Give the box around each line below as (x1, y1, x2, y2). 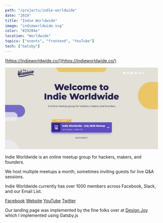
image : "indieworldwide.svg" (5, 23, 64, 28)
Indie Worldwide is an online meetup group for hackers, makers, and (5, 154, 142, 160)
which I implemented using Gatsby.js (5, 212, 79, 218)
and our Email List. (5, 188, 42, 194)
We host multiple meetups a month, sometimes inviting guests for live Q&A (5, 168, 154, 174)
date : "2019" (5, 13, 32, 18)
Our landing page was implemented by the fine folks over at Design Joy (5, 207, 148, 213)
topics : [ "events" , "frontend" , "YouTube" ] (5, 39, 95, 44)
